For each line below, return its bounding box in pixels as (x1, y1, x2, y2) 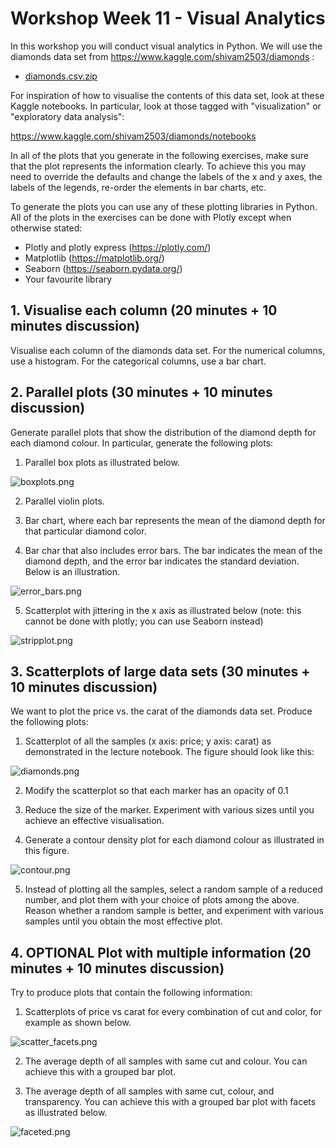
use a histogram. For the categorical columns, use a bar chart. (10, 355, 267, 367)
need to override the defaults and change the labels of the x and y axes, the (10, 170, 323, 182)
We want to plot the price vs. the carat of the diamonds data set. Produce (10, 705, 313, 717)
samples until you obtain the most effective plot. (24, 915, 223, 927)
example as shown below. (24, 1017, 132, 1029)
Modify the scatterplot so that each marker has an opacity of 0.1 (24, 785, 289, 797)
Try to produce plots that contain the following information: (10, 987, 253, 999)
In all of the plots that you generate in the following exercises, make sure (10, 149, 309, 161)
